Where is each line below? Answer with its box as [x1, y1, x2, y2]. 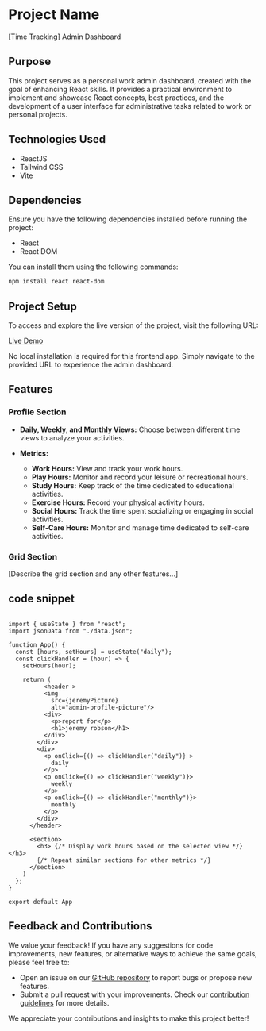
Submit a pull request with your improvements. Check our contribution [19, 990, 250, 999]
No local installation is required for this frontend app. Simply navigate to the [8, 352, 256, 361]
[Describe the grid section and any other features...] [8, 569, 179, 579]
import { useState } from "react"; [8, 620, 126, 628]
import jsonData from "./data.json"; [8, 627, 133, 635]
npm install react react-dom [8, 278, 105, 286]
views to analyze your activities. [19, 433, 125, 442]
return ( [22, 675, 52, 683]
